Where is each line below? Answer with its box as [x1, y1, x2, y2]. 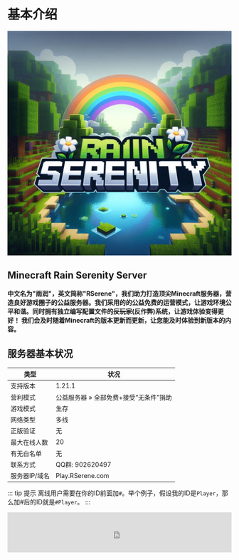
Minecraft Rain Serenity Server [7, 269, 147, 281]
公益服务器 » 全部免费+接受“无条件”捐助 [55, 393, 172, 401]
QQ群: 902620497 [55, 460, 112, 469]
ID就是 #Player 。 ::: [36, 497, 91, 506]
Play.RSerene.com [55, 471, 110, 479]
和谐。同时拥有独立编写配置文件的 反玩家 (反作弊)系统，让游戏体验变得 [13, 307, 218, 316]
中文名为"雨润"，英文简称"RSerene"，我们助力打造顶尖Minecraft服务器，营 [7, 289, 232, 298]
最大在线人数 [10, 437, 48, 446]
